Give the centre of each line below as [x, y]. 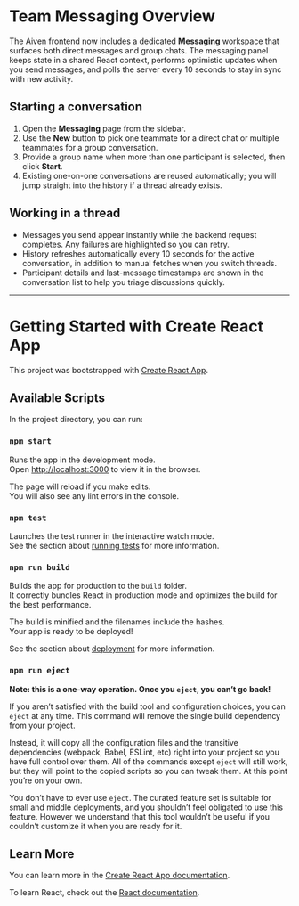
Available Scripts [57, 398]
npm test [28, 518]
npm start [30, 441]
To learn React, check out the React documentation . [105, 893]
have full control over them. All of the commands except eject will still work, [149, 761]
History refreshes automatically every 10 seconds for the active [138, 253]
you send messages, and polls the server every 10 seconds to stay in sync [145, 69]
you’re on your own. [46, 780]
